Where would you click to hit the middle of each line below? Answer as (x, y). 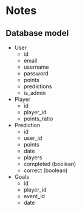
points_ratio (38, 119)
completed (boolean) (50, 164)
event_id (34, 196)
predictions (38, 86)
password (36, 73)
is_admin (35, 93)
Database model (37, 33)
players (33, 157)
